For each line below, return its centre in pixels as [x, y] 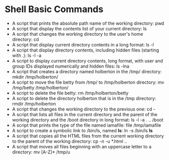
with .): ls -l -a [27, 55]
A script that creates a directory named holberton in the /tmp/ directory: [87, 71]
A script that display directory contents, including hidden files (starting [86, 50]
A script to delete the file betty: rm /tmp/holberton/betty [70, 93]
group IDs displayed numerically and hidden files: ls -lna [71, 66]
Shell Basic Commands [54, 9]
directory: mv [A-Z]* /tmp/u [41, 152]
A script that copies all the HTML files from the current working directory [88, 136]
